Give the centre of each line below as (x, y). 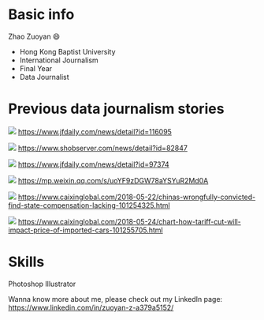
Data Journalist (44, 77)
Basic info (41, 15)
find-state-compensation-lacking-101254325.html (89, 205)
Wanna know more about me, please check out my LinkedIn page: (115, 299)
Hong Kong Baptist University (67, 51)
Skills (26, 262)
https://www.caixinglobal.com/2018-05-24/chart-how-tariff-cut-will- (130, 221)
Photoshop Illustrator (42, 284)
